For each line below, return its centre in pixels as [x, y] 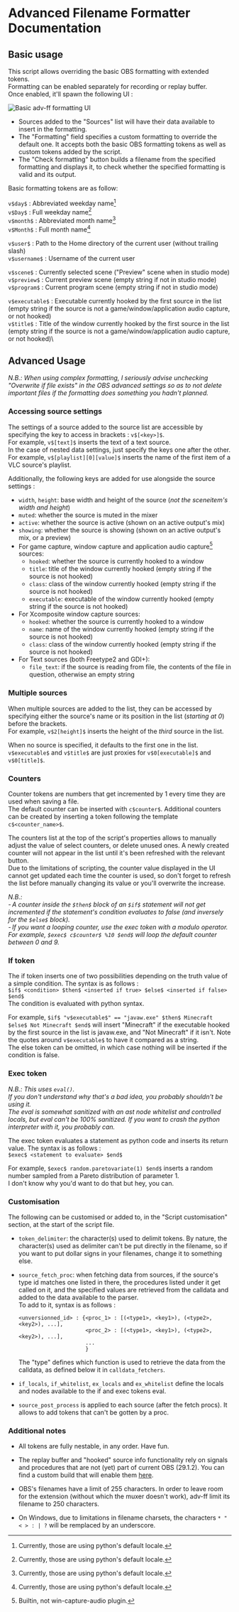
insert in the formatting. [52, 129]
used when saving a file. [44, 801]
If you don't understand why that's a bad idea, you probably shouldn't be [115, 1096]
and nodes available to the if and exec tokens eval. [92, 1391]
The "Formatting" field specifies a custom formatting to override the [117, 137]
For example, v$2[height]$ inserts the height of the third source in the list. [116, 731]
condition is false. [34, 1055]
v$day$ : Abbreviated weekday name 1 [62, 202]
